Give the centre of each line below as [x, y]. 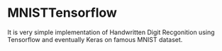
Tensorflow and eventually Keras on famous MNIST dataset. [95, 39]
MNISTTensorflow [62, 13]
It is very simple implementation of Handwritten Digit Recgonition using [111, 32]
